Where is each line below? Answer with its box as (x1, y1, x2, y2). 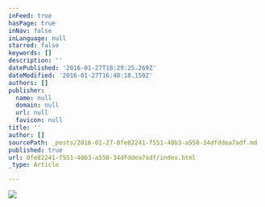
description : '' (8, 57, 63, 65)
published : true (8, 146, 63, 154)
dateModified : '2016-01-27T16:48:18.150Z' (8, 71, 153, 79)
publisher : (8, 86, 45, 95)
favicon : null (15, 116, 63, 124)
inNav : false (8, 26, 52, 34)
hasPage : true (8, 19, 56, 27)
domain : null (15, 101, 60, 109)
